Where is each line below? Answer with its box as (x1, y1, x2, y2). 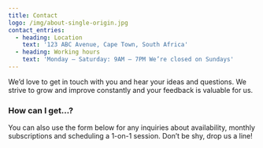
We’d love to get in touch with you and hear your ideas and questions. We (8, 76, 246, 87)
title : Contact (8, 11, 58, 20)
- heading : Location (15, 33, 83, 42)
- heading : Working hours (15, 48, 101, 56)
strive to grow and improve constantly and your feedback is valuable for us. (8, 85, 254, 94)
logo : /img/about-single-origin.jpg (8, 19, 128, 27)
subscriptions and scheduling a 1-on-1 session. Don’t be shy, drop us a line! (8, 131, 254, 141)
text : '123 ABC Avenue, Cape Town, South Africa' (22, 41, 189, 49)
